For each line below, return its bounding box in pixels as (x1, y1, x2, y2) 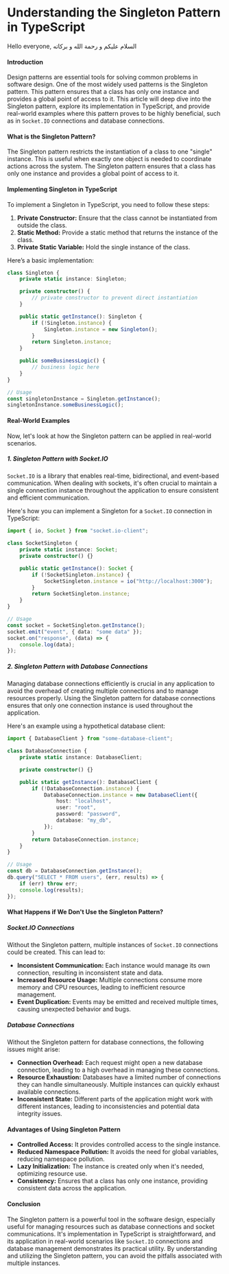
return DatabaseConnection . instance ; (32, 836, 139, 843)
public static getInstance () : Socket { (19, 565, 134, 572)
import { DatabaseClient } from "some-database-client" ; (7, 735, 173, 742)
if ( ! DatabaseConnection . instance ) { (32, 785, 139, 792)
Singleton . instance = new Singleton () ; (43, 326, 158, 333)
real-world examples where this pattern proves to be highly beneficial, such (7, 110, 221, 118)
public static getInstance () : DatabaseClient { (19, 779, 158, 785)
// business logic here (32, 364, 99, 371)
